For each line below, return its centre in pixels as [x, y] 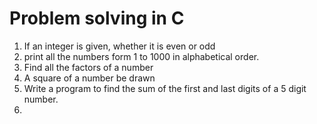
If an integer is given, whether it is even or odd [119, 46]
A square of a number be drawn [89, 78]
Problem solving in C [97, 18]
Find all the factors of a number [88, 67]
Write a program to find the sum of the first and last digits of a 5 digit [165, 88]
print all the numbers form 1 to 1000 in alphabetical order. [141, 56]
